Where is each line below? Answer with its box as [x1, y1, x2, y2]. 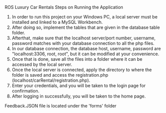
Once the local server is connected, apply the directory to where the [11, 67, 152, 73]
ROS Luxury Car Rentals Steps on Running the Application [4, 4, 124, 10]
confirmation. [11, 88, 40, 94]
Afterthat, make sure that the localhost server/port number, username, [11, 35, 156, 41]
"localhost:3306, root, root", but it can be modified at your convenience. [11, 51, 160, 57]
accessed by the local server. [11, 62, 73, 67]
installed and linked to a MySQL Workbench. [11, 19, 103, 25]
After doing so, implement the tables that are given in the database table [11, 24, 160, 30]
